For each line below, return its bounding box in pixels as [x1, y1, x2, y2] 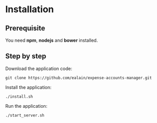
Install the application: [5, 84, 52, 90]
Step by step [5, 52, 47, 60]
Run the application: [5, 103, 48, 109]
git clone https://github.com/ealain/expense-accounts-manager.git [5, 75, 152, 80]
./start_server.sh [5, 113, 44, 118]
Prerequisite [5, 24, 46, 33]
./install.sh [5, 94, 33, 99]
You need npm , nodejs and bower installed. [5, 37, 98, 43]
